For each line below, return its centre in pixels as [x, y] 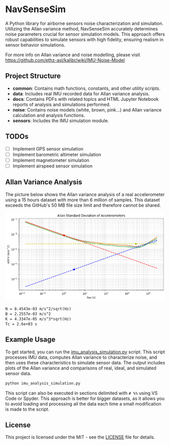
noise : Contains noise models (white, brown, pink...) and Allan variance [87, 109]
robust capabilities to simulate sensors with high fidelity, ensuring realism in [84, 40]
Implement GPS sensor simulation [48, 149]
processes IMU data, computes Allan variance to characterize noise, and [81, 357]
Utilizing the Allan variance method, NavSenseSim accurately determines [82, 28]
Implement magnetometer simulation [51, 160]
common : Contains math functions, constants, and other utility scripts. [87, 88]
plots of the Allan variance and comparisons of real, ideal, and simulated [81, 368]
